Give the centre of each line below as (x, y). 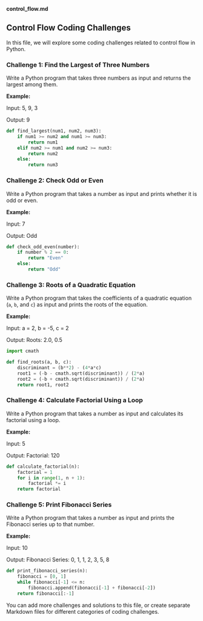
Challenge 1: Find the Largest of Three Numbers (78, 64)
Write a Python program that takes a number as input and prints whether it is (102, 193)
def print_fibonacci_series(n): (47, 571)
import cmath (23, 351)
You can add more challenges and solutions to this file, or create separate (98, 605)
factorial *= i (47, 484)
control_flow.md (27, 9)
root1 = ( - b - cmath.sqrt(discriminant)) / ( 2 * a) (81, 373)
